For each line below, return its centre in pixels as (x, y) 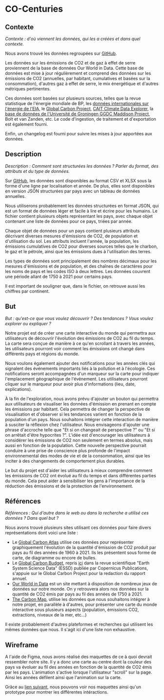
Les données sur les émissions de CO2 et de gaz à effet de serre (70, 63)
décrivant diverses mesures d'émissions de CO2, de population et (72, 236)
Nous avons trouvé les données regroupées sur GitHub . (61, 53)
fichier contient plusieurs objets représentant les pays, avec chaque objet (79, 216)
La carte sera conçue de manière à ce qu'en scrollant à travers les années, (80, 343)
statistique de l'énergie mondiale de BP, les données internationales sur (77, 103)
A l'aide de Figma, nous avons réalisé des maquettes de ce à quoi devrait (79, 657)
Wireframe (22, 645)
